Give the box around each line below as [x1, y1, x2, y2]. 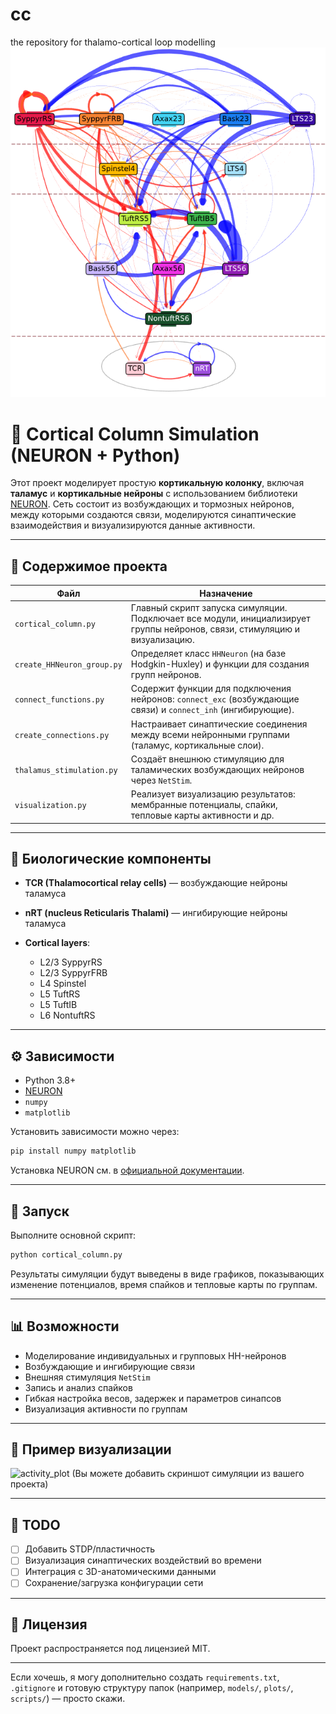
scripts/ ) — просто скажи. [10, 1693, 126, 1705]
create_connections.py [14, 730, 110, 740]
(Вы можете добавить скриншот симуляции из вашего [71, 1468, 305, 1480]
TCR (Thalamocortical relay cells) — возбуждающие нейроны [24, 877, 288, 889]
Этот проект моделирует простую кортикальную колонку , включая [10, 477, 305, 489]
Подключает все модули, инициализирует [130, 612, 311, 624]
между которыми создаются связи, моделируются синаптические [10, 509, 297, 521]
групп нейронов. [130, 669, 202, 681]
